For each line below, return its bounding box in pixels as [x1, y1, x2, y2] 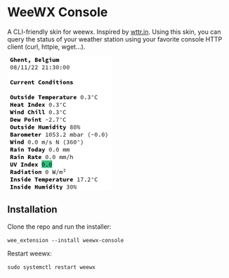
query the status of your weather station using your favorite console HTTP [7, 34, 223, 43]
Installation [7, 203, 58, 215]
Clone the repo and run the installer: [7, 222, 112, 231]
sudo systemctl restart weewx [7, 263, 96, 271]
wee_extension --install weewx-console [7, 236, 124, 244]
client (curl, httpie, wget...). [7, 42, 86, 51]
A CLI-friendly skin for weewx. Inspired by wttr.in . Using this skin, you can [7, 27, 221, 36]
